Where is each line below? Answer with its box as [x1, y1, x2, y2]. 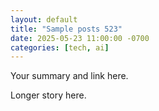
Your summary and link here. [10, 70, 129, 82]
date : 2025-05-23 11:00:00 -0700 [10, 33, 150, 43]
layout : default [10, 14, 78, 25]
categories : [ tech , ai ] [10, 42, 110, 53]
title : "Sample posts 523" [10, 24, 123, 34]
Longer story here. [10, 89, 87, 101]
